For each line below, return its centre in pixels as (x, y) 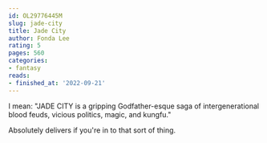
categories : (28, 61)
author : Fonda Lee (39, 38)
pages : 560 (26, 53)
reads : (19, 76)
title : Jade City (37, 31)
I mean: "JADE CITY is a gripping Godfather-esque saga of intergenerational (133, 106)
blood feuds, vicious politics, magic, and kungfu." (90, 114)
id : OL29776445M (35, 16)
